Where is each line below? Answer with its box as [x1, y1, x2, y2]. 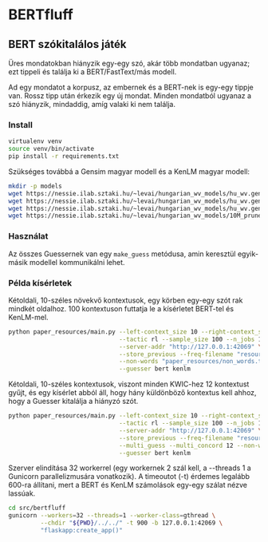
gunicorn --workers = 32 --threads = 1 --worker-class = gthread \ [8, 512, 216, 520]
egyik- [237, 249, 259, 259]
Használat [8, 231, 49, 242]
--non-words [118, 358, 159, 366]
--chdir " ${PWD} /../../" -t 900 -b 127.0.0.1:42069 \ [40, 519, 223, 528]
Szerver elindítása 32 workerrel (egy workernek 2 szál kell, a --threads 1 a [8, 463, 251, 473]
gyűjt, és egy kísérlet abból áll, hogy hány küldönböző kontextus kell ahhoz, [8, 388, 257, 398]
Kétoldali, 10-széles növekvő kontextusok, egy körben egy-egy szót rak [8, 295, 243, 305]
